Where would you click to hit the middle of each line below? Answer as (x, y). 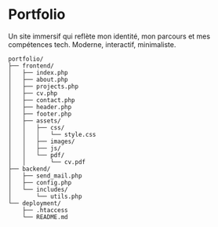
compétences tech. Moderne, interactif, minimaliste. (92, 44)
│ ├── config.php (40, 182)
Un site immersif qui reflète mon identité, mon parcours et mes (109, 36)
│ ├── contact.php (42, 100)
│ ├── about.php (38, 79)
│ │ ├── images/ (42, 141)
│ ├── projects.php (44, 86)
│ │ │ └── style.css (52, 134)
